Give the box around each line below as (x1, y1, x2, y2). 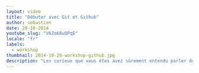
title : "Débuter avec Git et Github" (6, 14, 99, 20)
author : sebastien (6, 19, 52, 25)
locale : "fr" (6, 36, 38, 42)
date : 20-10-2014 (6, 25, 49, 31)
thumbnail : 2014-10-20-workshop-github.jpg (6, 52, 115, 58)
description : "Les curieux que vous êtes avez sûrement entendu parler (6, 58, 187, 64)
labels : (6, 42, 25, 48)
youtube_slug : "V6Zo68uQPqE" (6, 31, 78, 36)
